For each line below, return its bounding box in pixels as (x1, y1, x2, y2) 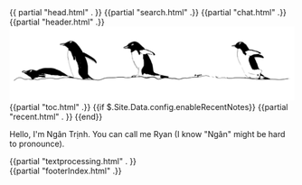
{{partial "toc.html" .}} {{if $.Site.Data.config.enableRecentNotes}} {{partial (9, 102, 288, 113)
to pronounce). (9, 138, 65, 150)
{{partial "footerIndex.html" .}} (9, 165, 122, 177)
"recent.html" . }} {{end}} (9, 111, 103, 123)
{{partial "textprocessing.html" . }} (9, 156, 137, 167)
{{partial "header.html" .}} (9, 16, 106, 27)
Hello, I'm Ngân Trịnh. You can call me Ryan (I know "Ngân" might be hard (9, 129, 286, 140)
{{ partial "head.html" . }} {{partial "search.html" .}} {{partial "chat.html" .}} (9, 7, 288, 17)
